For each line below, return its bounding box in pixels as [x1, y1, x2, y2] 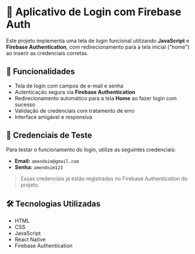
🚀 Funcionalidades [6, 67, 75, 77]
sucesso [14, 101, 35, 108]
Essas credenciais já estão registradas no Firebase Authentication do [20, 175, 188, 182]
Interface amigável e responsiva [14, 113, 93, 120]
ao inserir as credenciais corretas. [6, 49, 89, 56]
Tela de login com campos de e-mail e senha [14, 82, 124, 89]
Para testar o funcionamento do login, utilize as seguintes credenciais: [6, 146, 176, 153]
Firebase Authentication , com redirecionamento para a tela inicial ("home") [6, 43, 190, 50]
